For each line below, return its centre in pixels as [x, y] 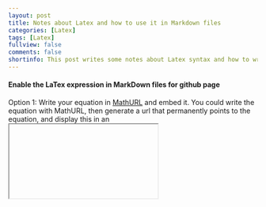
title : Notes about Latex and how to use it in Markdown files [115, 23]
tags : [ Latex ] [32, 38]
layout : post [30, 15]
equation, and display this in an [59, 119]
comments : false [35, 52]
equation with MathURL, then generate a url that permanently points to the [129, 111]
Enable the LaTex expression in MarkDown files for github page [114, 85]
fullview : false [35, 45]
